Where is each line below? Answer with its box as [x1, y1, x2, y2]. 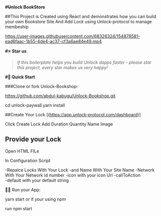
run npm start [5, 205, 33, 211]
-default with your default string [5, 177, 69, 183]
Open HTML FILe [5, 148, 39, 154]
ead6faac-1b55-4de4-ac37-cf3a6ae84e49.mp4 [5, 38, 102, 44]
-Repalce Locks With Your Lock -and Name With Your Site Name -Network [5, 167, 155, 173]
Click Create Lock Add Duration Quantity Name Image [5, 121, 113, 127]
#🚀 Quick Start [5, 74, 36, 80]
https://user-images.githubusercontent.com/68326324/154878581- [5, 34, 141, 39]
